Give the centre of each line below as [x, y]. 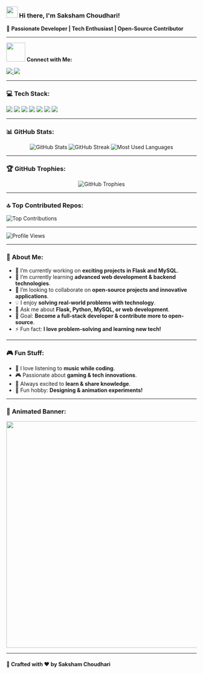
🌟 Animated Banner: [36, 412]
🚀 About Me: [25, 257]
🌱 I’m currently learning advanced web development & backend [95, 277]
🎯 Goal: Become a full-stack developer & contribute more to [91, 316]
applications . [32, 296]
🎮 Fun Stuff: [25, 353]
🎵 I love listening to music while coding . [65, 368]
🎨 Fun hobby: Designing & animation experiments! [79, 390]
